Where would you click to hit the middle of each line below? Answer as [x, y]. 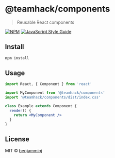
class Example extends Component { [41, 106]
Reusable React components [45, 22]
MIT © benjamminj [24, 151]
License [17, 139]
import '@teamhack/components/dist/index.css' [53, 98]
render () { [20, 110]
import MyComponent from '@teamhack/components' [55, 93]
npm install [17, 58]
